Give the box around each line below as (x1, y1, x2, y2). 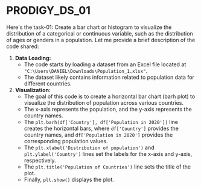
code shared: (6, 43, 39, 50)
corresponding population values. (24, 137, 108, 144)
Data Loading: (14, 54, 51, 61)
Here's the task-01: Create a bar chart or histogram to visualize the (6, 23, 172, 31)
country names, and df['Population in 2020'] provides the (24, 131, 173, 138)
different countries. (24, 79, 72, 87)
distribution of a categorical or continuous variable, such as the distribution (6, 29, 193, 37)
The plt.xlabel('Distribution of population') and (24, 144, 155, 151)
